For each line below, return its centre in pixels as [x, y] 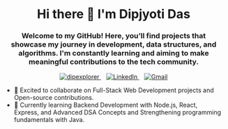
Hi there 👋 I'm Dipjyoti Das [114, 14]
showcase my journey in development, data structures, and [114, 44]
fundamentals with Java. [49, 120]
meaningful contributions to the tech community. [114, 62]
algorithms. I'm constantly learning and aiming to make [114, 53]
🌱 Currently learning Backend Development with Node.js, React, [106, 105]
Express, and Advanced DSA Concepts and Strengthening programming [117, 112]
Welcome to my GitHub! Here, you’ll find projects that [114, 36]
